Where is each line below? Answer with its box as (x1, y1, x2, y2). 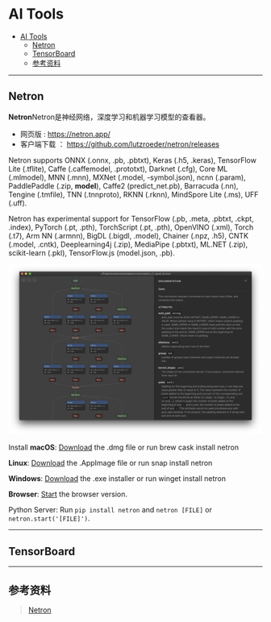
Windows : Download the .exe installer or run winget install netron (8, 474, 226, 483)
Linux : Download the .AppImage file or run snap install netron (8, 458, 213, 468)
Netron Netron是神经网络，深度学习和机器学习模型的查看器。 (8, 112, 211, 122)
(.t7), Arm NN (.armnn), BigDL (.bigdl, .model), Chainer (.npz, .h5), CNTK (8, 230, 248, 240)
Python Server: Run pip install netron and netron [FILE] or (8, 505, 212, 515)
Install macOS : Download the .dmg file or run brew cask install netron (8, 442, 240, 452)
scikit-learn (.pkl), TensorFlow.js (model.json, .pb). (8, 247, 175, 258)
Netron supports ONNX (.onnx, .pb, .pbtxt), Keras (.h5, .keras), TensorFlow (8, 155, 256, 165)
